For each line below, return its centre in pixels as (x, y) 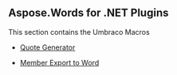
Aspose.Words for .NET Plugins (88, 13)
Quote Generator (47, 47)
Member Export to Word (59, 62)
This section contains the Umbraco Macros (79, 32)
